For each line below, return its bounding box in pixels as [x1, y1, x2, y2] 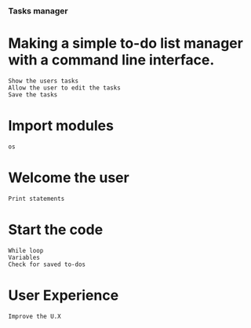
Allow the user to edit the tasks [8, 84, 122, 92]
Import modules [8, 117, 114, 135]
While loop [8, 246, 44, 254]
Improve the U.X [8, 312, 61, 320]
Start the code [8, 220, 104, 239]
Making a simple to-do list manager [8, 35, 243, 53]
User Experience [8, 286, 119, 304]
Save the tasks [8, 90, 58, 99]
